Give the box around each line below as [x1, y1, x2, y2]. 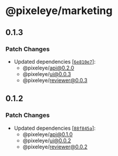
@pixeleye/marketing [5, 4, 113, 18]
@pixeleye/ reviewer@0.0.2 [22, 143, 88, 150]
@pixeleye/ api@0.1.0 [22, 130, 73, 138]
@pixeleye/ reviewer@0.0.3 [22, 77, 88, 84]
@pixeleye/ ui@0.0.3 [22, 70, 71, 77]
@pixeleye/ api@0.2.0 [22, 64, 74, 71]
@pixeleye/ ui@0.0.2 [22, 137, 71, 144]
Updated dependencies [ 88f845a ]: [13, 124, 96, 131]
